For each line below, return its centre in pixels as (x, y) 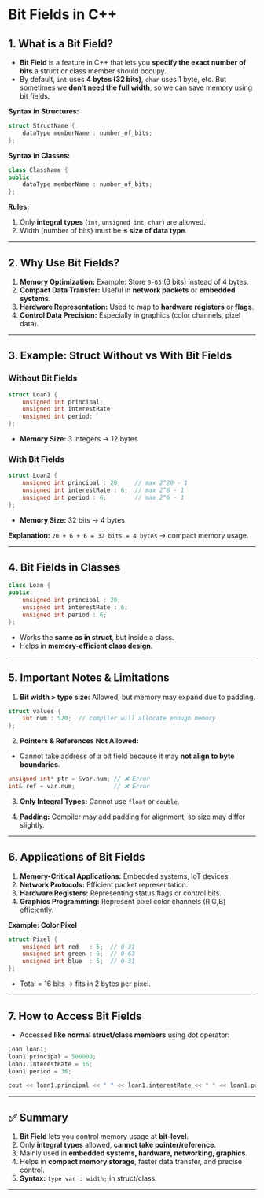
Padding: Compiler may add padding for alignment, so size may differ (132, 817)
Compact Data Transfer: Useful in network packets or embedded (127, 290)
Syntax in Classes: (39, 155)
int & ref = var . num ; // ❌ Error (79, 787)
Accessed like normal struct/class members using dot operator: (125, 1035)
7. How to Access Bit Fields (75, 1016)
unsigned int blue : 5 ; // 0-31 (79, 962)
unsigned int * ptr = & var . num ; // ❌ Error (79, 779)
